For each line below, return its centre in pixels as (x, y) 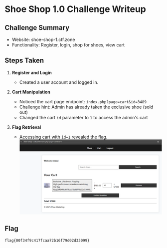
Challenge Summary (37, 28)
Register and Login (32, 72)
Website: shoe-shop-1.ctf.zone (43, 39)
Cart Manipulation (31, 92)
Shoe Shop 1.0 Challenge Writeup (76, 9)
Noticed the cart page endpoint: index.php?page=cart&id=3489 (83, 101)
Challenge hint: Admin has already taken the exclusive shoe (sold (86, 107)
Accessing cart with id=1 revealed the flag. (63, 137)
